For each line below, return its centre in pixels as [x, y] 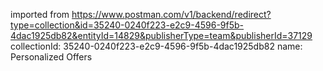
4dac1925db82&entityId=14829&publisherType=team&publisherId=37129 [161, 35]
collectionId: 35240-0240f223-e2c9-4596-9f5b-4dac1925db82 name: [156, 46]
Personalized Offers [51, 57]
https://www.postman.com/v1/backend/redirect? [171, 14]
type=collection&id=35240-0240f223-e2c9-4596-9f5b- [127, 25]
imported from [40, 14]
